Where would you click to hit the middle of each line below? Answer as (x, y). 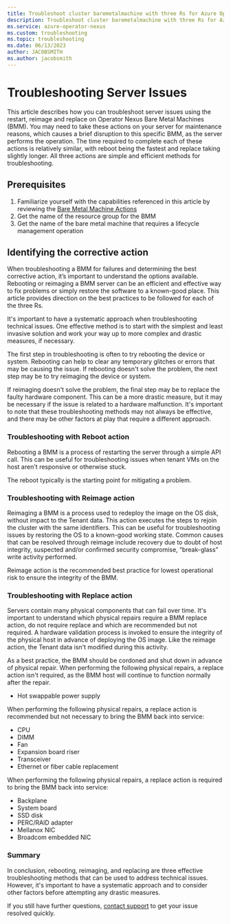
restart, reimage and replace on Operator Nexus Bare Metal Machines (106, 119)
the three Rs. (25, 306)
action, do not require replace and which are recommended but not (102, 625)
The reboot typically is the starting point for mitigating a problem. (99, 480)
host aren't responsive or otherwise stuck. (67, 466)
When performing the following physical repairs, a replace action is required (115, 780)
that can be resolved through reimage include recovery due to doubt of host (115, 542)
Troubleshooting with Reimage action (71, 498)
